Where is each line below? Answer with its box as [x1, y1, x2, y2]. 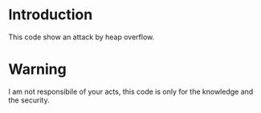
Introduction [8, 6, 93, 24]
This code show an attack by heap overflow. [8, 32, 155, 42]
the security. [8, 95, 50, 105]
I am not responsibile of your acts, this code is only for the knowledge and [8, 87, 254, 96]
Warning [8, 60, 67, 79]
